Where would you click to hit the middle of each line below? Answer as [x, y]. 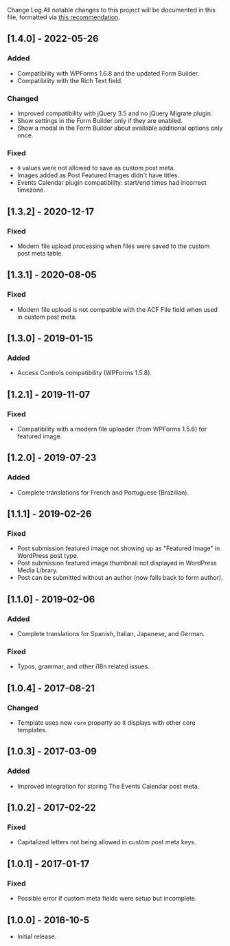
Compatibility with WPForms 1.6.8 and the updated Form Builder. [108, 73]
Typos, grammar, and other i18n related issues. [83, 666]
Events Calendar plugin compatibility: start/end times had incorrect [112, 183]
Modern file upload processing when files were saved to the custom [113, 246]
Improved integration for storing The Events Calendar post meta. [108, 786]
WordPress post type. [48, 556]
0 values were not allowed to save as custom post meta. [96, 168]
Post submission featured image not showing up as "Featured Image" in [118, 548]
